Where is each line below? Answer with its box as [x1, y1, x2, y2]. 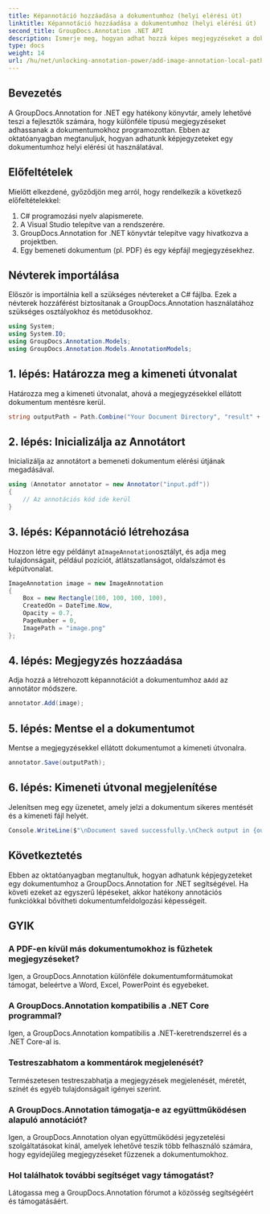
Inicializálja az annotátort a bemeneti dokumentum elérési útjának [8, 456, 225, 466]
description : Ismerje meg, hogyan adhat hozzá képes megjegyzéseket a [8, 34, 250, 43]
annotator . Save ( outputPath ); [8, 758, 106, 767]
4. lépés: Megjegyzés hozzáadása [8, 654, 183, 668]
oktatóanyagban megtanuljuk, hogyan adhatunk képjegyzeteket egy [8, 134, 233, 143]
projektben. [19, 237, 59, 246]
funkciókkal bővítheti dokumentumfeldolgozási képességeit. [8, 895, 207, 906]
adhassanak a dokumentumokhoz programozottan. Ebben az [8, 125, 211, 134]
